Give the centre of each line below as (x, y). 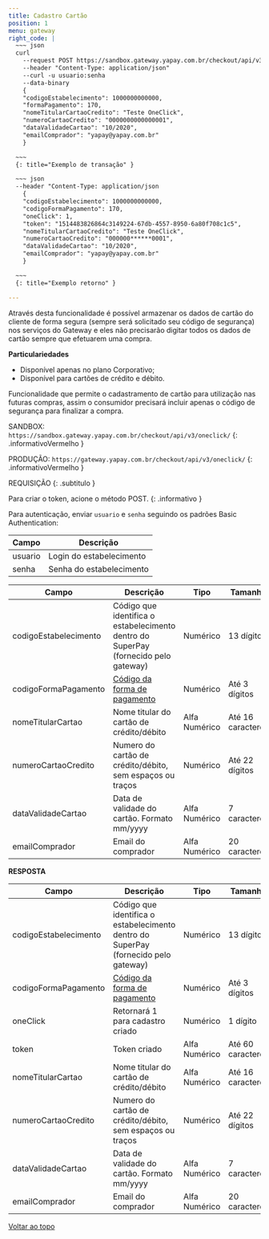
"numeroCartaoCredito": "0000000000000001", (98, 120)
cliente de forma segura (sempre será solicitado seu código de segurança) (131, 321)
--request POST (48, 61)
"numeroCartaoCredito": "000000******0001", (98, 239)
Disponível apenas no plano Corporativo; (87, 369)
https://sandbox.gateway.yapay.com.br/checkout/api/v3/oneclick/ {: (123, 435)
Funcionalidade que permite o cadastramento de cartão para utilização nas (132, 393)
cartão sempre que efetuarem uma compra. (80, 339)
